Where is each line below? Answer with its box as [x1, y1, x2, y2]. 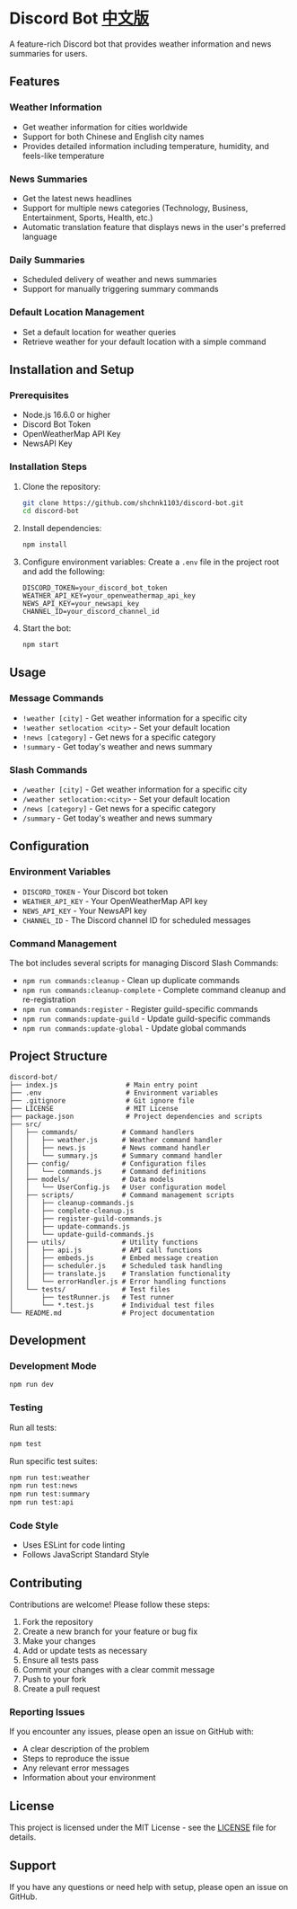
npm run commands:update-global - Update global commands [22, 1022, 247, 1034]
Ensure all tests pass [22, 1655, 99, 1665]
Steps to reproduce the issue [22, 1754, 130, 1764]
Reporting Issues [9, 1706, 85, 1718]
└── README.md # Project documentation [9, 1309, 215, 1318]
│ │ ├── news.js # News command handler [9, 1143, 211, 1152]
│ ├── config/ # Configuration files [9, 1159, 206, 1168]
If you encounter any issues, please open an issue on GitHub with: [9, 1727, 254, 1737]
